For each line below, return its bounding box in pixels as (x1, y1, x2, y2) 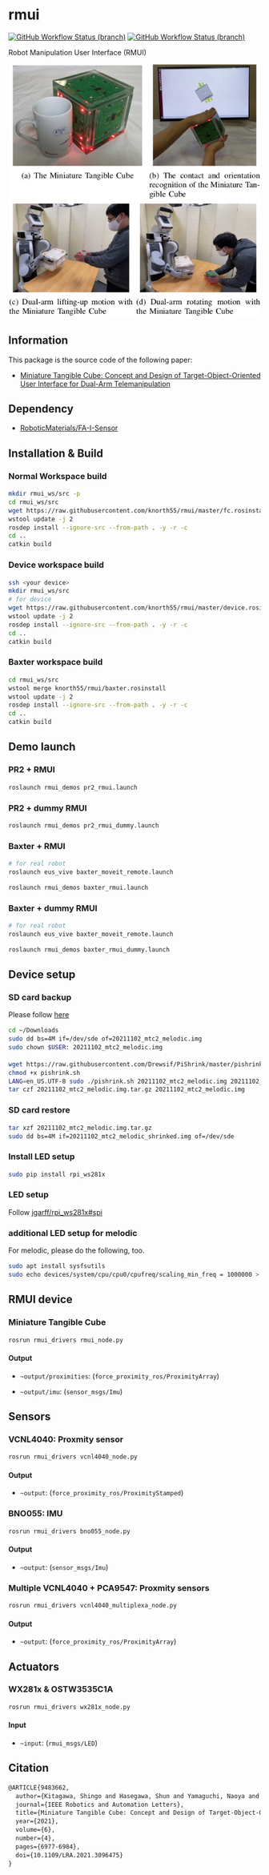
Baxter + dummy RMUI (8, 903, 98, 914)
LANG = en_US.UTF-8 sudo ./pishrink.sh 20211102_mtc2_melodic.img (8, 1077, 227, 1085)
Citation (8, 1761, 50, 1775)
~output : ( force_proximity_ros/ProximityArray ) (19, 1636, 177, 1647)
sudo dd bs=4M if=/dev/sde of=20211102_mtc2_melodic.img (8, 1035, 203, 1043)
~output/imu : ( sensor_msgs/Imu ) (19, 1386, 123, 1396)
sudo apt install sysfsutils (8, 1262, 106, 1270)
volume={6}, (15, 1826, 56, 1834)
